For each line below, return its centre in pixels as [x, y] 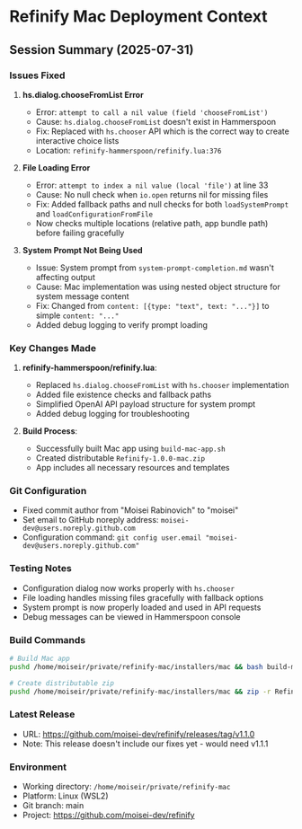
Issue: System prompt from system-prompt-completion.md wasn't [155, 268]
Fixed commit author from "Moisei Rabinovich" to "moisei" [130, 510]
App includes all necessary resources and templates [133, 468]
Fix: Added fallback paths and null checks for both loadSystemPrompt [162, 204]
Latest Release [42, 714]
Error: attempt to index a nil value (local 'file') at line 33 [152, 185]
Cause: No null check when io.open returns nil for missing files [152, 194]
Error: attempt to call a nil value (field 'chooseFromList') [152, 112]
